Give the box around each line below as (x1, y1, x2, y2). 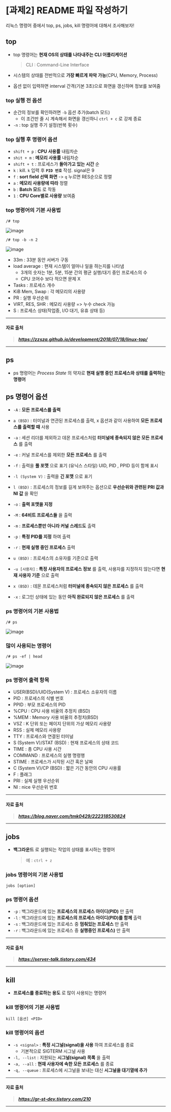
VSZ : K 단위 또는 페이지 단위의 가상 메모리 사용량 (13, 721, 111, 727)
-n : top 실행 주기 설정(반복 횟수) (13, 122, 78, 128)
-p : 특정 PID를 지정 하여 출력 (13, 534, 71, 540)
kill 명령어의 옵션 (6, 1029, 45, 1036)
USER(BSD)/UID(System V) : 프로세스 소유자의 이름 (13, 689, 117, 695)
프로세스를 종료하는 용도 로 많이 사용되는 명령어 (13, 990, 107, 996)
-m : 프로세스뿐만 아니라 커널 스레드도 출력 (13, 523, 96, 529)
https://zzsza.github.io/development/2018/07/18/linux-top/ (18, 336, 148, 342)
